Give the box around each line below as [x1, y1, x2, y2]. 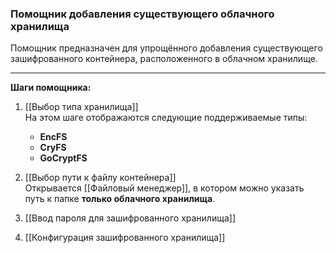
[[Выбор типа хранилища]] [24, 101, 139, 113]
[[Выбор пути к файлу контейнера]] [24, 172, 177, 184]
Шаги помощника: [10, 82, 92, 94]
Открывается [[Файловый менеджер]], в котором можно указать [24, 182, 305, 194]
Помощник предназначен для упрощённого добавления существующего [10, 42, 323, 54]
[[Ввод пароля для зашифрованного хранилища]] [24, 212, 236, 224]
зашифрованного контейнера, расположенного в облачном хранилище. [10, 53, 318, 65]
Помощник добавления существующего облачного [10, 7, 275, 21]
